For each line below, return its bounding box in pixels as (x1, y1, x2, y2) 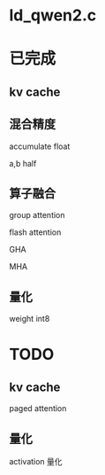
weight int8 (9, 314, 50, 324)
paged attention (9, 403, 67, 414)
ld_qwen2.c (9, 5, 97, 26)
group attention (9, 210, 65, 221)
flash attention (9, 227, 62, 237)
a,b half (9, 158, 37, 168)
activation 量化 (9, 456, 64, 467)
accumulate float (9, 141, 71, 152)
